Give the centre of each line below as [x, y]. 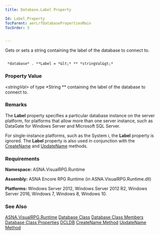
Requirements [22, 159]
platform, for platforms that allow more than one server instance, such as [79, 121]
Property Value [24, 76]
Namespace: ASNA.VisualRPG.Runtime [45, 169]
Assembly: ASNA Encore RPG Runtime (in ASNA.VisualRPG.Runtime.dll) [78, 179]
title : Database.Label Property [38, 10]
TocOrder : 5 [17, 28]
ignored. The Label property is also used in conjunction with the [70, 140]
